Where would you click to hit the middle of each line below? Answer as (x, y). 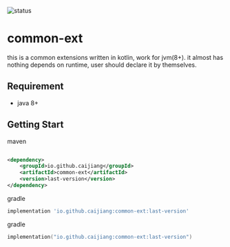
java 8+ (28, 103)
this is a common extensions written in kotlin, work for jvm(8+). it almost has (115, 57)
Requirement (35, 86)
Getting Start (35, 125)
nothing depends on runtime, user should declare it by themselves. (102, 65)
